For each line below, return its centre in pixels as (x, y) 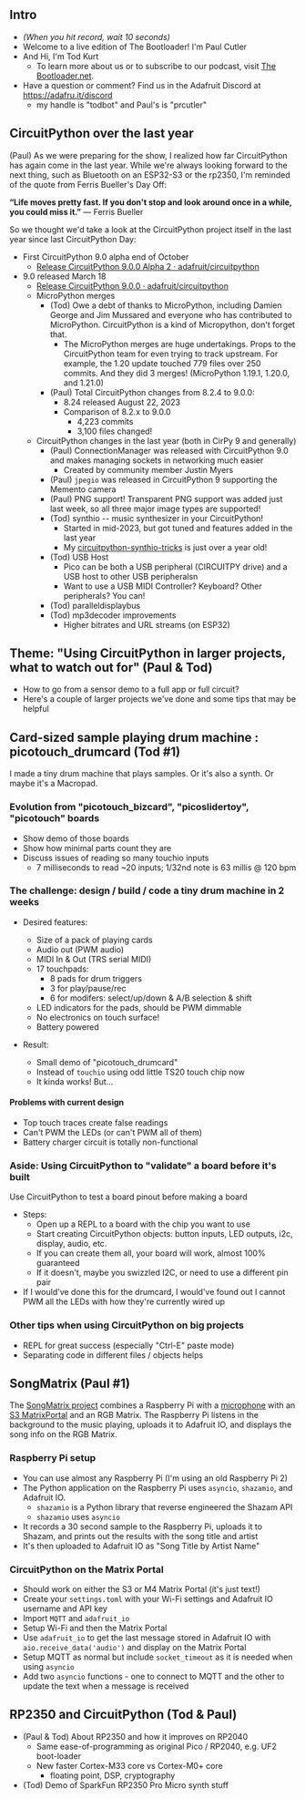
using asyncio (48, 1667)
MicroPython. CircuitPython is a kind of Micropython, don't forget (173, 324)
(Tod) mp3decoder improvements (113, 615)
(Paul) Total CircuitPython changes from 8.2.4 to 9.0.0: (152, 392)
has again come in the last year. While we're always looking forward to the (149, 165)
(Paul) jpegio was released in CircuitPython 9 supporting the (163, 479)
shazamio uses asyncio (78, 1516)
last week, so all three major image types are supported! (155, 509)
